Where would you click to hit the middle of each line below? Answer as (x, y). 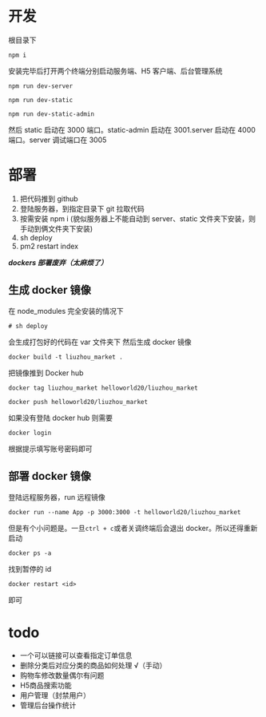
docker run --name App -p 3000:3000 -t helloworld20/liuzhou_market (125, 512)
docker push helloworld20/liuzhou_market (78, 402)
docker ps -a (30, 553)
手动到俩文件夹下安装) (56, 228)
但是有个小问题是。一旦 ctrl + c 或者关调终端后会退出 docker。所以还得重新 (133, 528)
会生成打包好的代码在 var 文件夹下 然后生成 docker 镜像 (100, 342)
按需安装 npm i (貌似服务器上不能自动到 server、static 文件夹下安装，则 (138, 218)
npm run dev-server (41, 86)
